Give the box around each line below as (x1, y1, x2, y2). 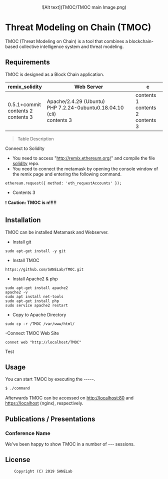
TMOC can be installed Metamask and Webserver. (5, 229, 109, 235)
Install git (12, 238, 31, 244)
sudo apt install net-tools (5, 294, 64, 299)
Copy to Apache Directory (12, 311, 66, 317)
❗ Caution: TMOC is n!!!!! (5, 199, 57, 205)
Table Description (17, 135, 54, 141)
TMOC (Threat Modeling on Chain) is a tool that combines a (5, 38, 128, 44)
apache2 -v (5, 289, 28, 294)
